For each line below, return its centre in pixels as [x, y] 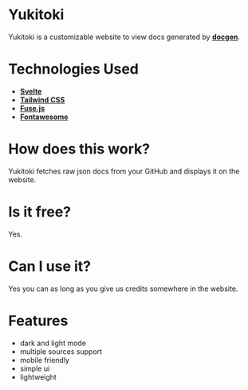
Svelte [31, 91]
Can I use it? [50, 266]
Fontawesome [44, 117]
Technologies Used [74, 69]
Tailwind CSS [42, 99]
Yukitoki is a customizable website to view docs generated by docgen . [124, 37]
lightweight [38, 376]
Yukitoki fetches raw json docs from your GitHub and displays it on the [124, 171]
